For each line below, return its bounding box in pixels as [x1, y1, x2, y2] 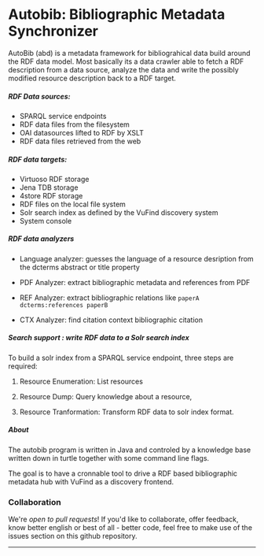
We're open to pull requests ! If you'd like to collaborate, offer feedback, [8, 514, 239, 524]
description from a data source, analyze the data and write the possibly [8, 65, 240, 74]
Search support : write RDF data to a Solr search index [8, 333, 190, 343]
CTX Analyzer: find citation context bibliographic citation [19, 315, 203, 324]
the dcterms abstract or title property [19, 262, 140, 272]
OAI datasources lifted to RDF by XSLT [19, 128, 144, 137]
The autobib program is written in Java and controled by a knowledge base [8, 445, 251, 454]
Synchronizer [8, 22, 98, 40]
